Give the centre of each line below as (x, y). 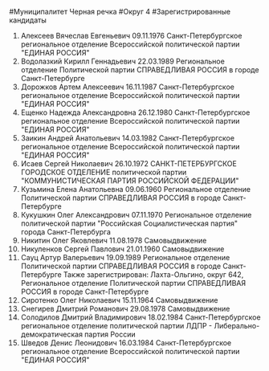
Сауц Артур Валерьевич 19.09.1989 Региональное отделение (125, 257)
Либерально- (236, 326)
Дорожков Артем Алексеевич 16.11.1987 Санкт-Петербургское (128, 87)
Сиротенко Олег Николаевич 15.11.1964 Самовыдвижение (119, 300)
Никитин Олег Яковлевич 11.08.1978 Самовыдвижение (114, 241)
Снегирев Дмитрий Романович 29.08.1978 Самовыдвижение (125, 309)
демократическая (52, 334)
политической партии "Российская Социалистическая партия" (129, 223)
